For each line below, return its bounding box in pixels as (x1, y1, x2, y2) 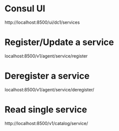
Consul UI (4, 3, 45, 14)
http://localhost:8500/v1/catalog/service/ (4, 120, 88, 126)
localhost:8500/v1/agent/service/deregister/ (4, 87, 94, 92)
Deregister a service (4, 70, 90, 82)
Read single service (4, 104, 87, 115)
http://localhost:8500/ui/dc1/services (4, 19, 80, 25)
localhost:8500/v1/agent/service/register (4, 53, 88, 59)
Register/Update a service (4, 37, 114, 48)
